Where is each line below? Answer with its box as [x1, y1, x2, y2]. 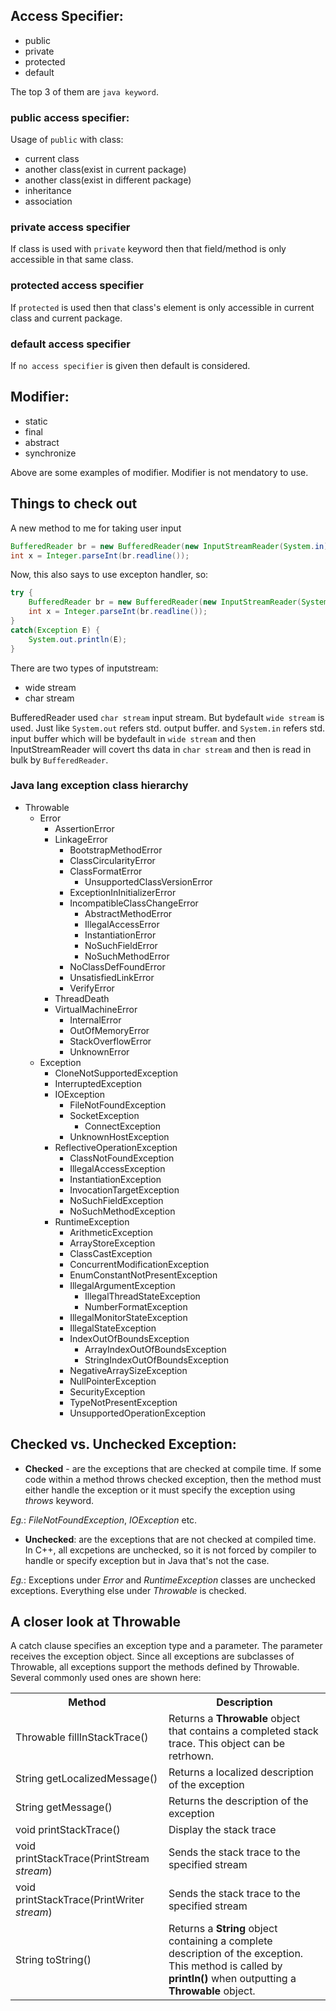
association [24, 195, 73, 208]
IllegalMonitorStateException [69, 1311, 188, 1323]
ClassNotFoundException [69, 1152, 175, 1164]
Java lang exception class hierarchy [10, 779, 189, 793]
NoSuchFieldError [84, 939, 158, 951]
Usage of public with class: [10, 134, 124, 146]
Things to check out [10, 495, 138, 513]
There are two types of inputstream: [10, 662, 159, 674]
